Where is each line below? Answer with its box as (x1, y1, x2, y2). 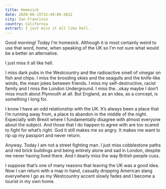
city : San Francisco (5, 16, 48, 21)
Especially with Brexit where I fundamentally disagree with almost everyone (5, 116, 161, 122)
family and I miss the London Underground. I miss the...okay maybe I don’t (5, 85, 158, 91)
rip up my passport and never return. (5, 132, 81, 138)
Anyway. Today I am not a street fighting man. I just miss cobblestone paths (5, 142, 161, 148)
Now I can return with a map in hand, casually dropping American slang (5, 168, 152, 174)
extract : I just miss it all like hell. (5, 26, 91, 31)
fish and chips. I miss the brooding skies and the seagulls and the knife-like (5, 75, 160, 81)
